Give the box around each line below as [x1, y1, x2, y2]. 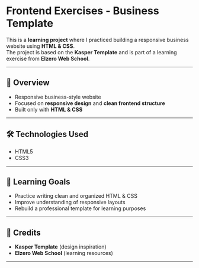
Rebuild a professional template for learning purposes [14, 205, 146, 212]
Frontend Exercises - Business [6, 4, 159, 18]
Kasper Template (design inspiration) [14, 243, 107, 250]
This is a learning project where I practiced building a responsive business [6, 36, 189, 43]
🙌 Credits [6, 227, 41, 237]
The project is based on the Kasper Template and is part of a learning [6, 48, 177, 55]
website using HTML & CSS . [6, 43, 75, 50]
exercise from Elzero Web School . [6, 55, 90, 62]
